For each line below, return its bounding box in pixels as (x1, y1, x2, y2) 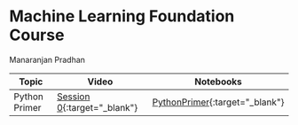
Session (56, 90, 90, 103)
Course (9, 25, 65, 45)
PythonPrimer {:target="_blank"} (152, 96, 285, 108)
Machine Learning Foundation (9, 6, 235, 27)
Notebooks (194, 75, 242, 88)
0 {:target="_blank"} (56, 101, 138, 113)
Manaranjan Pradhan (9, 54, 86, 65)
